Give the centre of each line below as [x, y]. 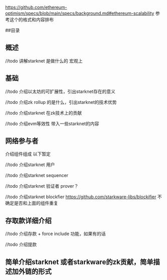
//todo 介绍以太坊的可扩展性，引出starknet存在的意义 [60, 91]
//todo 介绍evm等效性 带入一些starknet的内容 [52, 124]
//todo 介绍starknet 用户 [30, 165]
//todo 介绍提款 [21, 245]
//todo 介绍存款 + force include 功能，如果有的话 [56, 234]
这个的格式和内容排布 [31, 19]
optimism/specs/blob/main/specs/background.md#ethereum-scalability [80, 13]
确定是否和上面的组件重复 [32, 203]
